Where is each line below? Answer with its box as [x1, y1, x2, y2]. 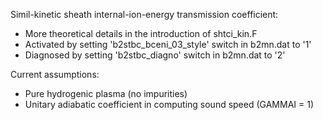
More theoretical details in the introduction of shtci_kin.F [24, 28, 258, 39]
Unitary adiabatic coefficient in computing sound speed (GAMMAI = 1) [24, 99, 315, 110]
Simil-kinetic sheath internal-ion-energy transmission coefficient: [10, 9, 279, 20]
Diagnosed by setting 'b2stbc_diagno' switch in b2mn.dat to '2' [24, 49, 286, 61]
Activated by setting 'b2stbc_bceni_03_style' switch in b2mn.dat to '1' [24, 39, 312, 50]
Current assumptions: [10, 69, 100, 80]
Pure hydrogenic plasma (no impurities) [24, 88, 188, 99]
